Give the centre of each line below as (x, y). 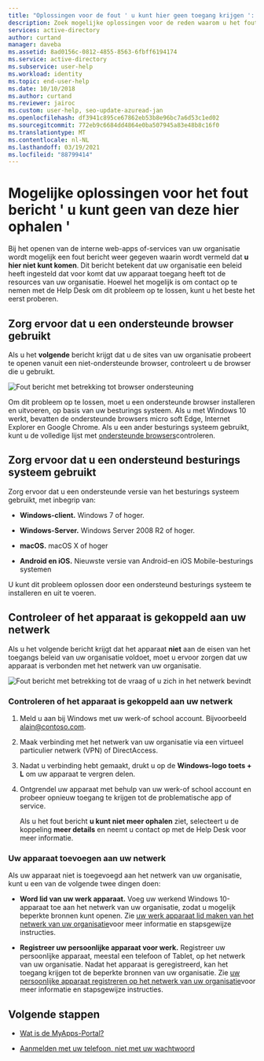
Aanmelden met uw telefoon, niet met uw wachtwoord (107, 1048)
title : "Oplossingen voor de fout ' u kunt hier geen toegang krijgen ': (132, 15)
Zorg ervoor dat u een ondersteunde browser (121, 323)
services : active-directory (54, 30)
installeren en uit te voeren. (52, 593)
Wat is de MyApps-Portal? (62, 1033)
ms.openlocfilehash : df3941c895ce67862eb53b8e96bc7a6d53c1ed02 (114, 118)
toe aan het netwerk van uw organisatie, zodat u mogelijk (143, 908)
